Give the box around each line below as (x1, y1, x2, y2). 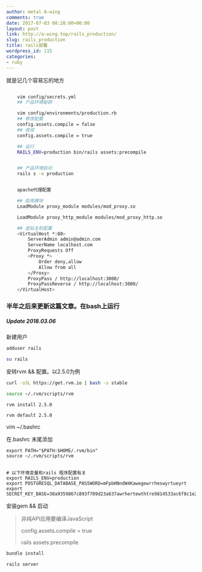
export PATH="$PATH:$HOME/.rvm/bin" (6, 448, 98, 454)
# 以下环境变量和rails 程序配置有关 (6, 470, 86, 476)
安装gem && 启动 (6, 502, 48, 509)
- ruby (6, 59, 23, 65)
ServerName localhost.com (28, 242, 93, 248)
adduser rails (6, 346, 42, 352)
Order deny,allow (38, 258, 82, 265)
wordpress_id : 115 (6, 48, 52, 54)
